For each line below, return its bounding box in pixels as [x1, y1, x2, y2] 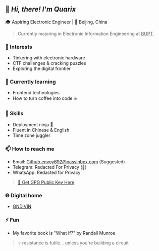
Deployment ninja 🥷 [12, 121, 54, 127]
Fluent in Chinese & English [12, 127, 70, 133]
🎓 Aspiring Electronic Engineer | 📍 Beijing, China [5, 19, 108, 25]
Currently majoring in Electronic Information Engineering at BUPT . [17, 30, 154, 37]
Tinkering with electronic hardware [12, 55, 85, 61]
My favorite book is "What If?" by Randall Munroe [12, 230, 116, 236]
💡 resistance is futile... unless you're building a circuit [17, 239, 129, 246]
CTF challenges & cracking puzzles [12, 60, 86, 66]
